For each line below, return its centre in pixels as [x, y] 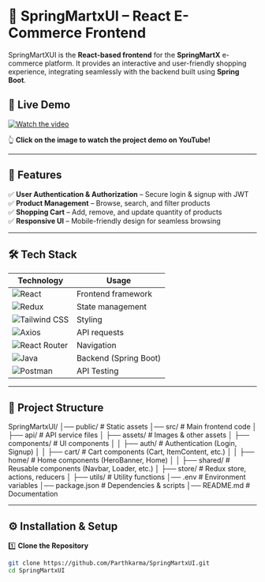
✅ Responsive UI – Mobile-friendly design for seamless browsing [114, 221]
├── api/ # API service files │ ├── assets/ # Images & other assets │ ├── [129, 435]
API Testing [97, 371]
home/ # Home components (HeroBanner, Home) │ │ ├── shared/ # [119, 460]
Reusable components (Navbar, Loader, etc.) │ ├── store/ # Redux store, [127, 469]
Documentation [33, 494]
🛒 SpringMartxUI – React [90, 16]
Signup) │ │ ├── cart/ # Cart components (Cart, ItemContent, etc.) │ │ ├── [131, 452]
